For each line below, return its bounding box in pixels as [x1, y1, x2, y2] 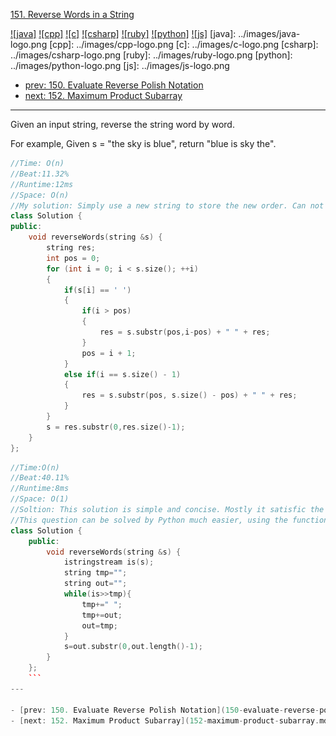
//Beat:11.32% [10, 169, 70, 179]
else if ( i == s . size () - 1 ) [63, 369, 182, 379]
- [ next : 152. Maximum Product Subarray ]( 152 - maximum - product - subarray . [10, 715, 320, 726]
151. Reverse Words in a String [10, 9, 135, 20]
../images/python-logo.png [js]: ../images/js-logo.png [10, 60, 230, 71]
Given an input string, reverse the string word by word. [10, 119, 235, 130]
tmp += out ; [81, 610, 123, 620]
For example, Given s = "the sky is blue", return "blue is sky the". [10, 138, 277, 149]
